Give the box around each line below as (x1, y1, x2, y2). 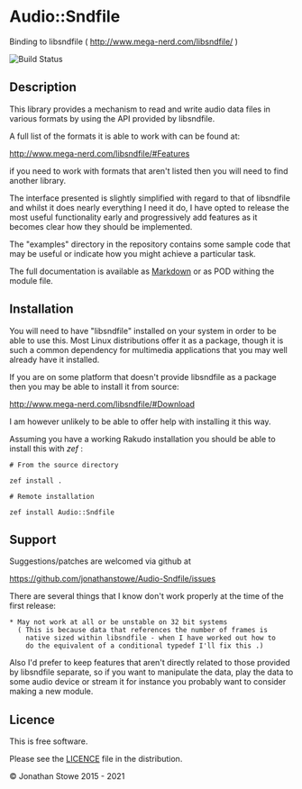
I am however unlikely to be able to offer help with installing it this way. (9, 416, 272, 427)
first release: (9, 601, 57, 612)
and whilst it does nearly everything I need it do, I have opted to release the (9, 202, 289, 213)
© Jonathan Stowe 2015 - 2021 (9, 771, 125, 782)
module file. (9, 275, 54, 286)
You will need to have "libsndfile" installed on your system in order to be (9, 325, 277, 336)
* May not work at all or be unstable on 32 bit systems (9, 618, 228, 627)
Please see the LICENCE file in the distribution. (9, 754, 183, 765)
